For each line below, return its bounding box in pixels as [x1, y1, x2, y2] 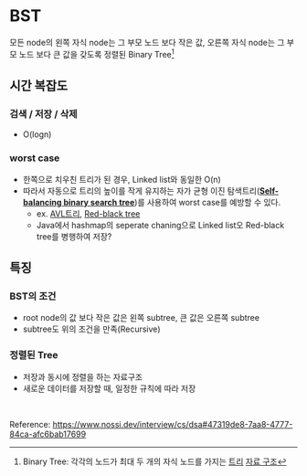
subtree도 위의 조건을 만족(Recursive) [22, 323, 162, 334]
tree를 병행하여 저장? [36, 230, 112, 242]
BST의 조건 [9, 290, 57, 302]
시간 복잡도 [9, 78, 69, 93]
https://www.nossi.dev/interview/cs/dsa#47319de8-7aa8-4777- [52, 418, 293, 429]
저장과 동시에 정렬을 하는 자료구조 [22, 371, 143, 382]
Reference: [9, 418, 51, 429]
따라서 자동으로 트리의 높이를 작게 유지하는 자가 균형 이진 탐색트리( [22, 185, 260, 196]
